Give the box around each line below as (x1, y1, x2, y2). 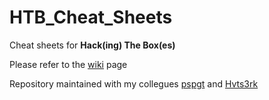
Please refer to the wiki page (9, 58, 128, 70)
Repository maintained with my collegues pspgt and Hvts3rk (9, 77, 259, 90)
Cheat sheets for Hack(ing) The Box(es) (9, 39, 176, 51)
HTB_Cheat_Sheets (9, 6, 173, 29)
